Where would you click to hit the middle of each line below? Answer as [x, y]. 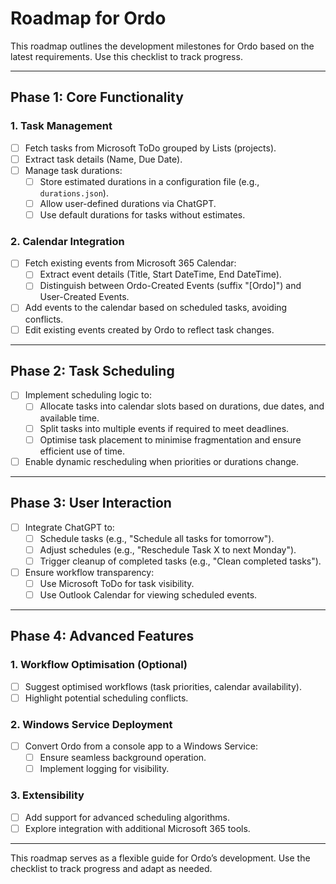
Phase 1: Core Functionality [97, 97]
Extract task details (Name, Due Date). [103, 159]
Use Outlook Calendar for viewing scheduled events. [148, 594]
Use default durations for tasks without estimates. [142, 214]
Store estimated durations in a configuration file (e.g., [149, 181]
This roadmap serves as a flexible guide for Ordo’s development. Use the [160, 858]
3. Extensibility [47, 795]
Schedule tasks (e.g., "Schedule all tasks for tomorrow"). [157, 538]
